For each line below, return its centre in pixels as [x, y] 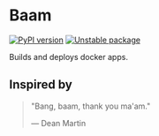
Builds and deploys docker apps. [68, 57]
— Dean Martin [58, 123]
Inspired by [41, 85]
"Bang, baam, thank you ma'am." [91, 106]
